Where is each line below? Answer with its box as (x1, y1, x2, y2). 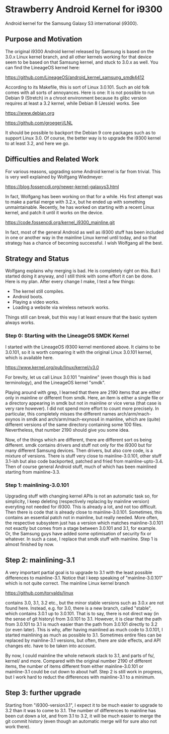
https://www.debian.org (5, 110, 54, 116)
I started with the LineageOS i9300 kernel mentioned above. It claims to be (5, 344, 160, 350)
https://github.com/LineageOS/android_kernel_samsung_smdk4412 (5, 74, 145, 80)
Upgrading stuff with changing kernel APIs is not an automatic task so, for (5, 493, 158, 499)
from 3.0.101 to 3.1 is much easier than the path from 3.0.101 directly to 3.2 (5, 621, 157, 627)
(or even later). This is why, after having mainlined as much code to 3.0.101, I (5, 626, 163, 632)
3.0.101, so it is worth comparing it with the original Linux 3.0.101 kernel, (5, 349, 152, 355)
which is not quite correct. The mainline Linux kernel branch (5, 580, 130, 586)
